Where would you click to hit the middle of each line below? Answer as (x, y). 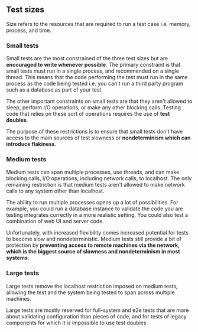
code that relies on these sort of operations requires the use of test (88, 114)
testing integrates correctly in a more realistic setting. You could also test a (97, 215)
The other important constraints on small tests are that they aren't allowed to (99, 101)
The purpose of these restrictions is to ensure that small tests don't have (95, 132)
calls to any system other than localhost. (55, 191)
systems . (18, 258)
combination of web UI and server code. (55, 222)
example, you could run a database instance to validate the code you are (95, 209)
